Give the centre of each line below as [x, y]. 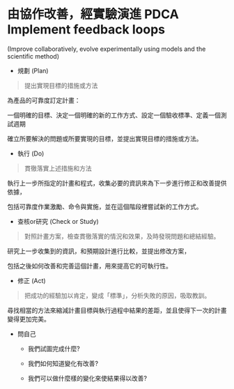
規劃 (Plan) [33, 70]
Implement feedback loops [86, 30]
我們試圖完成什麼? [54, 349]
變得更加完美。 [29, 319]
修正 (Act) [32, 280]
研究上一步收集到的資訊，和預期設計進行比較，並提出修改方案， [99, 251]
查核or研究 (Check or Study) [58, 221]
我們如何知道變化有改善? [63, 363]
